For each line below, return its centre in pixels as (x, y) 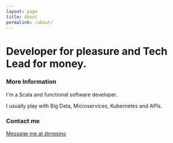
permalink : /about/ (30, 22)
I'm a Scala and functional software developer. (62, 95)
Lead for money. (46, 63)
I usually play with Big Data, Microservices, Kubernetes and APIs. (84, 106)
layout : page (22, 11)
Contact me (23, 121)
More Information (31, 82)
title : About (22, 17)
